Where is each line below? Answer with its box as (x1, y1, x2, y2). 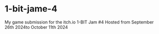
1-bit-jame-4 (4, 3, 57, 14)
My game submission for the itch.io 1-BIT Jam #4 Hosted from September (4, 19, 154, 25)
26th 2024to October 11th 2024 (4, 24, 68, 30)
